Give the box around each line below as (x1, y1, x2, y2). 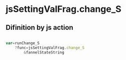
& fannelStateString (24, 50, 65, 55)
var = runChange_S (6, 41, 40, 46)
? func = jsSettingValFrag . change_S (15, 45, 85, 50)
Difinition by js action (6, 23, 73, 32)
